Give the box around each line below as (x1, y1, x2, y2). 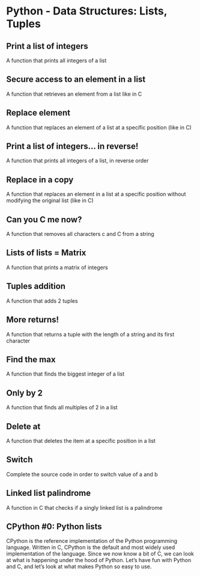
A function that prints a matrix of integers (6, 264, 108, 271)
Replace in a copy (6, 175, 74, 185)
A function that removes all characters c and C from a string (6, 231, 154, 238)
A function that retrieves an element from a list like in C (6, 90, 142, 98)
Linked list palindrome (6, 488, 91, 498)
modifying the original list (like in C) (6, 197, 94, 204)
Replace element (6, 108, 71, 118)
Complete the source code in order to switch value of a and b (6, 471, 158, 478)
